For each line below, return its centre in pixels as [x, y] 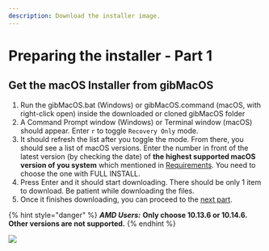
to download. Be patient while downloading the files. [107, 190]
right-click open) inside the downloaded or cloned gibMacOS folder [132, 113]
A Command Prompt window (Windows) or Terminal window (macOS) [136, 122]
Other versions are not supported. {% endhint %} [92, 224]
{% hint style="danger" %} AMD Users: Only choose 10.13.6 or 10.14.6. [128, 215]
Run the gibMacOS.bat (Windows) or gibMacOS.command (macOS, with [140, 105]
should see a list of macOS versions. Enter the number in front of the [134, 148]
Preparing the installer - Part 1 [110, 55]
